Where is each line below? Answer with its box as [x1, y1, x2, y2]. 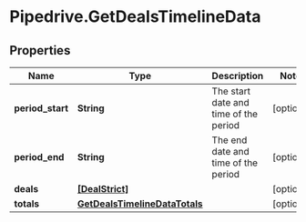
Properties [9, 43, 71, 58]
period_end [14, 151, 65, 163]
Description [211, 70, 264, 82]
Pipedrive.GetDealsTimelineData [9, 6, 261, 27]
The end [211, 134, 248, 146]
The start [211, 85, 250, 97]
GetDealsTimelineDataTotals [76, 197, 203, 210]
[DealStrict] [76, 183, 129, 195]
